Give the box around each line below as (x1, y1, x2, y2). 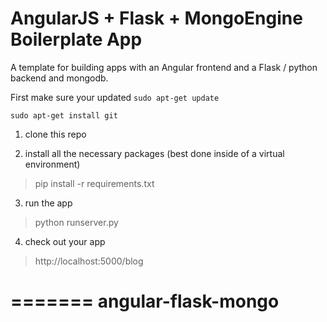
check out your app (24, 235, 106, 247)
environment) (24, 158, 81, 170)
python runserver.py (34, 216, 119, 228)
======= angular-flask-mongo (10, 290, 280, 313)
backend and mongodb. (10, 72, 109, 84)
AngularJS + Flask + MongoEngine (10, 7, 303, 30)
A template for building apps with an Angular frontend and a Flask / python (10, 61, 318, 73)
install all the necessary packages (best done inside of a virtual (24, 147, 285, 159)
